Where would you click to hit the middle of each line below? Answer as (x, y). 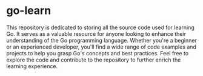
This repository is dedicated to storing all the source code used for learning (101, 27)
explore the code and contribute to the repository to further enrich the (94, 60)
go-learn (29, 11)
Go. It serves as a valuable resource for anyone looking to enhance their (96, 33)
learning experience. (32, 66)
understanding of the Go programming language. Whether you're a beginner (101, 40)
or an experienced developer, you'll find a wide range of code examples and (101, 47)
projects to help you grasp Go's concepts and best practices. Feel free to (98, 53)
